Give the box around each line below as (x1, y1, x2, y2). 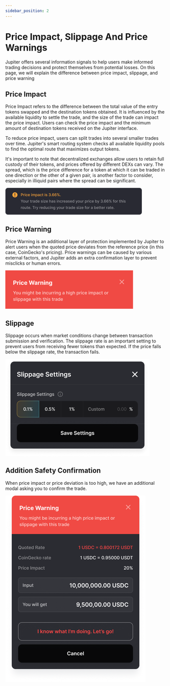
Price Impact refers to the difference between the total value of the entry (5, 103, 158, 110)
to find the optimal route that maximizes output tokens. (5, 146, 120, 152)
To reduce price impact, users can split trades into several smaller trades (5, 135, 159, 141)
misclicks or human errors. (5, 260, 62, 266)
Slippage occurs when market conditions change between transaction (5, 333, 153, 338)
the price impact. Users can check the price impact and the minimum (5, 120, 151, 126)
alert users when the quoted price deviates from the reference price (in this (5, 244, 164, 250)
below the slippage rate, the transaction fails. (5, 349, 101, 355)
